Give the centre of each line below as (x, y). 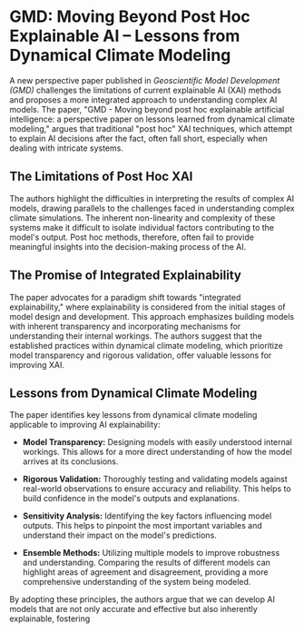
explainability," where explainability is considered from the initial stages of (147, 307)
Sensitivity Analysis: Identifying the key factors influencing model (147, 516)
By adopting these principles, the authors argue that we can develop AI (142, 599)
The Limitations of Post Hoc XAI (101, 177)
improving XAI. (37, 364)
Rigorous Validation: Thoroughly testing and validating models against (155, 480)
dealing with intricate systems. (67, 148)
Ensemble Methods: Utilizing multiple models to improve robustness (151, 553)
